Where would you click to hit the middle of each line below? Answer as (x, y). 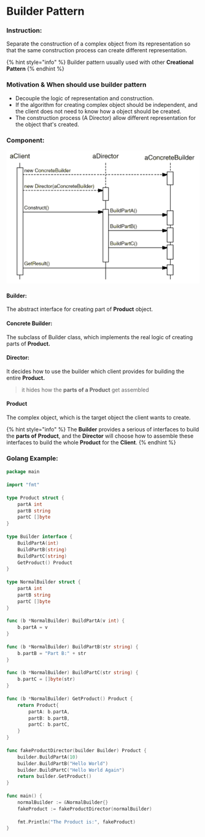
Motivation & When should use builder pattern (76, 85)
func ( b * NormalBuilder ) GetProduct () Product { (70, 699)
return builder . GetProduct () (55, 776)
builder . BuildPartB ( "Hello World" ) (63, 763)
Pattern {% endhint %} (35, 69)
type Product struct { (35, 498)
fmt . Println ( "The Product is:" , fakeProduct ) (77, 822)
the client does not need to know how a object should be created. (98, 111)
